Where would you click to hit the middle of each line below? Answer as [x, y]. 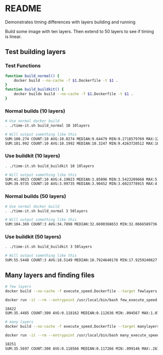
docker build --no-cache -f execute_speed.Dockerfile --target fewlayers [81, 291]
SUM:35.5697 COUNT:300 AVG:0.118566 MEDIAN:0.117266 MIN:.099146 [72, 349]
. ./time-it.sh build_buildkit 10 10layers [50, 166]
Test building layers [35, 52]
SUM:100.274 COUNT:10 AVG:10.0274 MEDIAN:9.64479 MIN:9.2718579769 [75, 139]
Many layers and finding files [50, 275]
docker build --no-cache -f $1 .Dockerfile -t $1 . [66, 80]
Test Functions [23, 66]
